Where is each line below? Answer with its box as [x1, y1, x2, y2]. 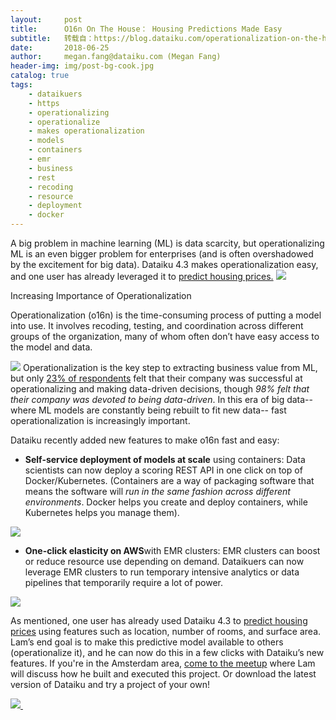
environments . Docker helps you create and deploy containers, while [24, 496, 308, 508]
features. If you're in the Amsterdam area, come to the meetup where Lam [10, 657, 316, 669]
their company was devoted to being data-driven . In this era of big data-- [10, 394, 313, 405]
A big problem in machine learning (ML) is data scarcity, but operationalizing [10, 237, 325, 249]
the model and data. [10, 341, 93, 353]
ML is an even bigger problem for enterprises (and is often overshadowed [10, 248, 314, 260]
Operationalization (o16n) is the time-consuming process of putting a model [10, 309, 322, 321]
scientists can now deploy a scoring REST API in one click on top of [24, 464, 303, 476]
